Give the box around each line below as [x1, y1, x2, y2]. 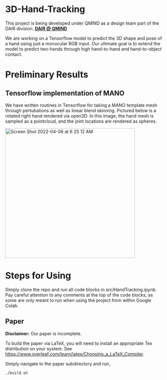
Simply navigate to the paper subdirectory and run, [5, 360, 110, 366]
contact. [5, 51, 23, 57]
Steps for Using [5, 270, 71, 281]
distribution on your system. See [5, 345, 73, 351]
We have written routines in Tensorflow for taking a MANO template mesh [5, 102, 157, 108]
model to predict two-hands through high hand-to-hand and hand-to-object [5, 46, 162, 52]
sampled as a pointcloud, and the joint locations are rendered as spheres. [5, 118, 157, 124]
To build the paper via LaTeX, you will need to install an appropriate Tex [5, 340, 152, 346]
